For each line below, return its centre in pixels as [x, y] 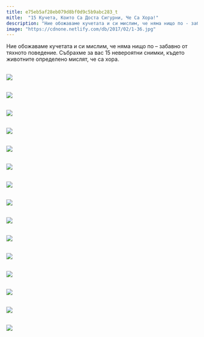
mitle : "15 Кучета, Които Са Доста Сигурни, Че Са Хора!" [83, 18]
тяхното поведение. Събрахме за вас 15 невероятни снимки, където [96, 53]
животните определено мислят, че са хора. [63, 59]
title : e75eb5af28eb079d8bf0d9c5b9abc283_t [62, 12]
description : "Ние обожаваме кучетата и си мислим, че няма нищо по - [97, 23]
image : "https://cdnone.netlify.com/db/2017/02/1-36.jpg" [81, 29]
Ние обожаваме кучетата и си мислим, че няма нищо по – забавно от [97, 46]
